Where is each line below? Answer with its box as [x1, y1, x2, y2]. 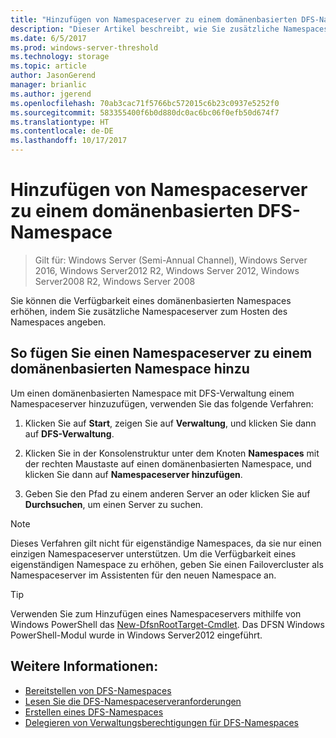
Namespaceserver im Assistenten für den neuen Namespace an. [10, 569, 277, 581]
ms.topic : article [10, 61, 87, 71]
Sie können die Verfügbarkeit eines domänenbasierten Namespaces [10, 294, 292, 306]
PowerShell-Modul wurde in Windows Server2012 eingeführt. [10, 629, 263, 641]
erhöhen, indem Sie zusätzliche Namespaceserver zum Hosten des [10, 305, 288, 317]
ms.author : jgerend [10, 89, 92, 99]
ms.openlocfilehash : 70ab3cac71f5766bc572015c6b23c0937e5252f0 [10, 98, 280, 108]
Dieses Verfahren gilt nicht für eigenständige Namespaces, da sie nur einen [10, 537, 322, 549]
